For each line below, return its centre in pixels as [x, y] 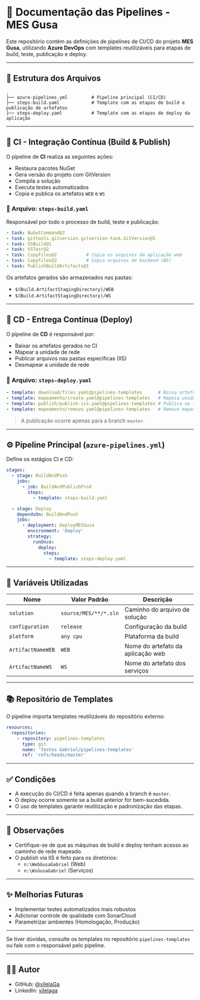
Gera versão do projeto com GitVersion [63, 174]
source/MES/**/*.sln [90, 613]
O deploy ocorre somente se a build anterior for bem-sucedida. [93, 800]
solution [21, 613]
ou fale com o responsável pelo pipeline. [56, 945]
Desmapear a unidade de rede [52, 365]
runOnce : [43, 542]
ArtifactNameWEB [32, 650]
